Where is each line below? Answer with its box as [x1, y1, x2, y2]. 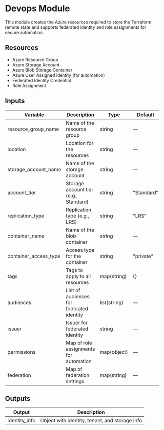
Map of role [65, 339, 93, 346]
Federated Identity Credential [12, 77, 71, 83]
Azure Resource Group [12, 57, 59, 63]
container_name [7, 233, 45, 239]
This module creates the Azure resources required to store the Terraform [5, 19, 152, 25]
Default [137, 111, 155, 118]
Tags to [65, 267, 83, 274]
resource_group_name [7, 126, 60, 132]
